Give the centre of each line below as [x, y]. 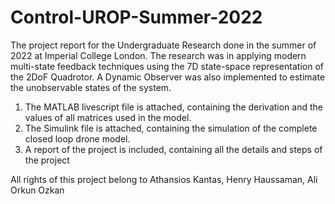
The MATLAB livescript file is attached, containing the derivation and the [173, 107]
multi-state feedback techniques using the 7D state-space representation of [167, 66]
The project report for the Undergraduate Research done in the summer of [163, 45]
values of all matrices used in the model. [108, 117]
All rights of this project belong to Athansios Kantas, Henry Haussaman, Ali [164, 179]
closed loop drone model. [77, 138]
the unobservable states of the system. [91, 87]
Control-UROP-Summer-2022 [136, 17]
